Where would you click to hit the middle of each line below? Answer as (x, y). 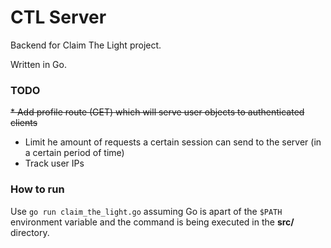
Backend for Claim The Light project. (86, 45)
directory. (30, 232)
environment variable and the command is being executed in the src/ (152, 222)
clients (24, 123)
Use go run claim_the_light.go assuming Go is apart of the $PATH (146, 211)
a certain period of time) (74, 153)
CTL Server (58, 17)
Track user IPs (54, 163)
